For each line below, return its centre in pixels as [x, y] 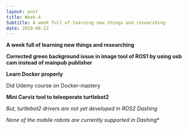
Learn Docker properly [35, 74]
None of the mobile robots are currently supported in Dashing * [83, 120]
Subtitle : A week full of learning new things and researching [86, 22]
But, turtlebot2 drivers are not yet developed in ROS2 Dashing [82, 109]
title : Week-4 [24, 17]
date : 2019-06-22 [28, 28]
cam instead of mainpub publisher [49, 63]
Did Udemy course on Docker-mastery [53, 86]
